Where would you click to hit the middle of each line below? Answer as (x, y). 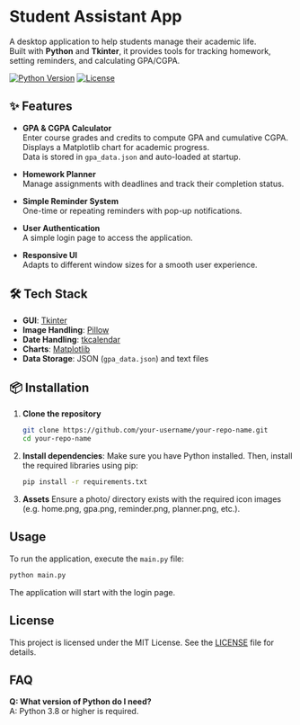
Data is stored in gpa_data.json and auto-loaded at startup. (131, 157)
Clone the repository (62, 414)
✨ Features (41, 107)
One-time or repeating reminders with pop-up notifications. (132, 210)
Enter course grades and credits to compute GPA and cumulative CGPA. (155, 138)
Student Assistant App (96, 17)
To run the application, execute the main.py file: (97, 559)
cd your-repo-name (57, 439)
